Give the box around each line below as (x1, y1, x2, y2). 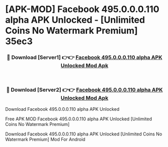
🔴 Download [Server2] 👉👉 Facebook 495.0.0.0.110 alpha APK (6, 87, 163, 94)
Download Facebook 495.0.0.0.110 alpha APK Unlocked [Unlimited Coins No (5, 131, 162, 137)
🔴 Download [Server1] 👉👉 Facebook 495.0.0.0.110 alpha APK (7, 54, 162, 61)
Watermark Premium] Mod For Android (5, 136, 86, 142)
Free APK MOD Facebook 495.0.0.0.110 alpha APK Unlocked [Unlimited (5, 116, 152, 122)
